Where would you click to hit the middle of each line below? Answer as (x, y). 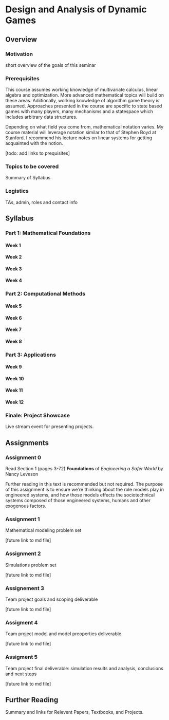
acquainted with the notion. (34, 143)
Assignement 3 (25, 588)
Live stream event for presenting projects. (50, 427)
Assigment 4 (22, 622)
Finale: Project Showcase (38, 415)
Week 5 (14, 306)
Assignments (27, 443)
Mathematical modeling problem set (43, 530)
